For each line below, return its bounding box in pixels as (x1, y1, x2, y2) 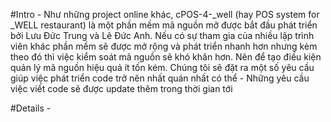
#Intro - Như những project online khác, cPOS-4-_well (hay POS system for (10, 9, 320, 20)
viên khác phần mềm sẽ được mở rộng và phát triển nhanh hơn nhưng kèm (10, 40, 318, 52)
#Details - (10, 102, 52, 114)
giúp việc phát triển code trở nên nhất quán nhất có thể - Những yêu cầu (10, 72, 310, 84)
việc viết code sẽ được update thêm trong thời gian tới (10, 83, 233, 94)
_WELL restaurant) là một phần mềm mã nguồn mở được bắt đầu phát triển (10, 19, 318, 31)
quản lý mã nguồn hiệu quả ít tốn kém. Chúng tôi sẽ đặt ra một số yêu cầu (10, 62, 315, 73)
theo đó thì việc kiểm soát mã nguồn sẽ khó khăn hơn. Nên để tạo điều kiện (10, 51, 322, 63)
